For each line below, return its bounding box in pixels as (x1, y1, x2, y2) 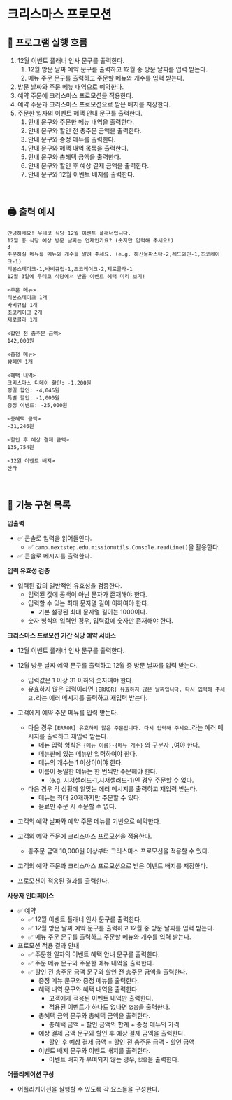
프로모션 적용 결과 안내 (17, 941, 80, 949)
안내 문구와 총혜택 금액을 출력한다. (27, 153, 122, 161)
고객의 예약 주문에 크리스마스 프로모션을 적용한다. (17, 832, 152, 840)
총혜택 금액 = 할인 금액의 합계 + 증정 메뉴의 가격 (48, 1020, 180, 1029)
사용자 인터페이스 (7, 891, 55, 900)
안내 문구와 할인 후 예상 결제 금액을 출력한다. (27, 162, 149, 170)
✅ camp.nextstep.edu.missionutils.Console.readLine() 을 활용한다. (27, 542, 220, 551)
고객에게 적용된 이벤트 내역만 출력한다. (48, 994, 154, 1002)
